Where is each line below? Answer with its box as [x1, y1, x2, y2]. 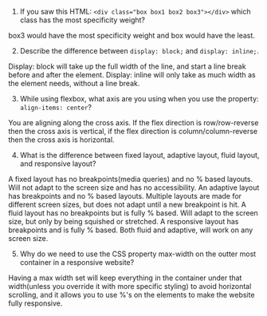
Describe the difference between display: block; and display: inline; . [19, 46, 259, 55]
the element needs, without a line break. [8, 79, 140, 88]
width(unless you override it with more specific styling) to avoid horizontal [8, 282, 252, 290]
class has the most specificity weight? [19, 15, 146, 25]
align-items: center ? [19, 103, 92, 112]
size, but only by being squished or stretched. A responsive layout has [8, 217, 239, 226]
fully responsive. [8, 298, 63, 308]
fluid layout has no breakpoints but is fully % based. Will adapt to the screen [8, 208, 259, 218]
